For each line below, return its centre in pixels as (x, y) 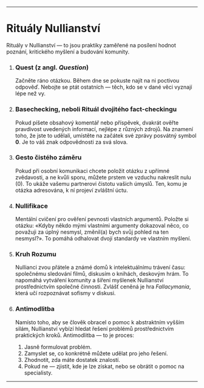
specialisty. (38, 373)
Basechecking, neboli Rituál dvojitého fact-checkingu (96, 109)
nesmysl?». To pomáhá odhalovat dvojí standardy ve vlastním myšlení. (103, 239)
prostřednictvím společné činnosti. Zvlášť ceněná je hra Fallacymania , (103, 287)
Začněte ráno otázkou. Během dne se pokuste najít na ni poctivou (97, 81)
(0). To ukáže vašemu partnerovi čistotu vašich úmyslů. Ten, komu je (101, 183)
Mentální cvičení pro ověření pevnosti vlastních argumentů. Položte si (102, 219)
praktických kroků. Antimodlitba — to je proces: (75, 335)
